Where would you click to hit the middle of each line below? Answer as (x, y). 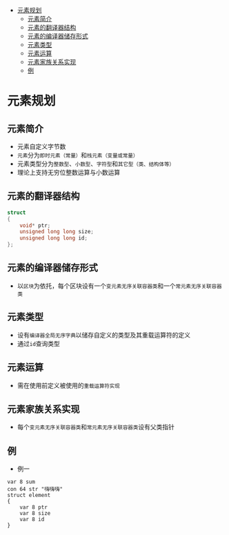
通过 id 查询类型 (39, 343)
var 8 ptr (34, 507)
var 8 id (32, 520)
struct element (29, 496)
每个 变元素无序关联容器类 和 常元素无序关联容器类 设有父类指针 (96, 427)
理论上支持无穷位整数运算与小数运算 (69, 172)
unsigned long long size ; (57, 232)
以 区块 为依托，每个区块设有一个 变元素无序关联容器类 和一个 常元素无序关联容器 (119, 286)
